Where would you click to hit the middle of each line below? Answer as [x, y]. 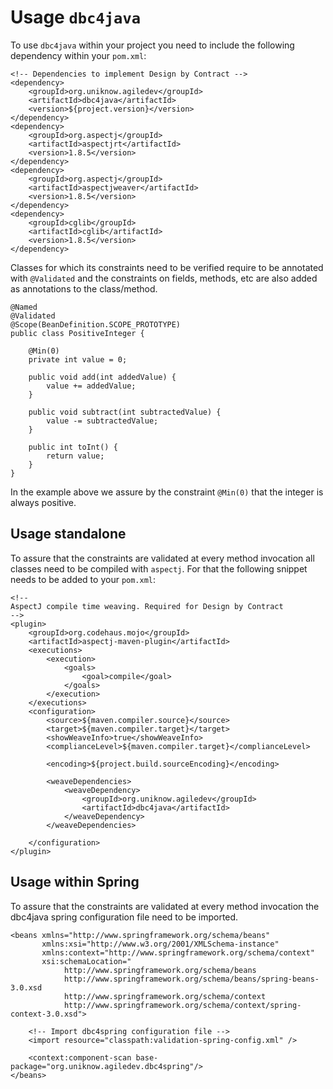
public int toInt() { [73, 447]
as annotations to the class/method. [84, 288]
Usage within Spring [75, 882]
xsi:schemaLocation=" [86, 961]
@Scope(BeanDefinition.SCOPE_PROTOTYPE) [96, 324]
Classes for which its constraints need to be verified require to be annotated [167, 267]
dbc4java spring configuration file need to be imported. [124, 917]
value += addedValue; [91, 386]
